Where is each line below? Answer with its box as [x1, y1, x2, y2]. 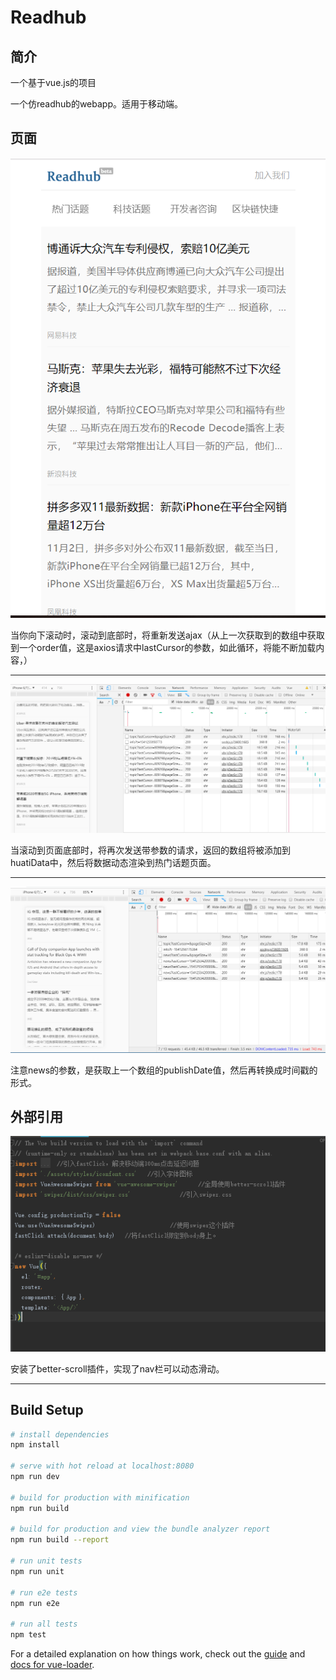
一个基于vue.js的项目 [10, 77, 97, 88]
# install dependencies [10, 1429, 110, 1440]
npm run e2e [10, 1598, 60, 1608]
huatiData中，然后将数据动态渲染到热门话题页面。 [10, 857, 217, 869]
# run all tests [10, 1619, 78, 1630]
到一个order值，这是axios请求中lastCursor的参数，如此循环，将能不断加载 [10, 641, 317, 653]
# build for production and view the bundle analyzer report [10, 1524, 271, 1535]
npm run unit [10, 1566, 65, 1576]
